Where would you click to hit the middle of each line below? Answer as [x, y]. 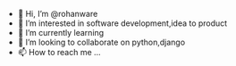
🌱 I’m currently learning [61, 33]
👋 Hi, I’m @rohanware [58, 14]
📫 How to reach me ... [59, 52]
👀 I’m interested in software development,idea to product [122, 23]
